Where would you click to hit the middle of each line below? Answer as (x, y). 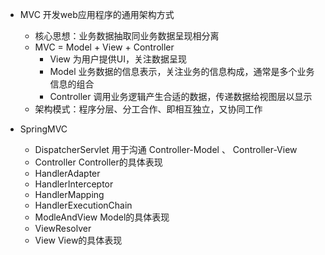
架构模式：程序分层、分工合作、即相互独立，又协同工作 (148, 109)
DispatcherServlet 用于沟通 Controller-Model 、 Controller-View (166, 149)
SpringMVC (43, 129)
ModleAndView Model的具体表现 (102, 217)
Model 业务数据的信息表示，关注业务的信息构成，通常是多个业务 (182, 71)
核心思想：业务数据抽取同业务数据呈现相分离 (127, 36)
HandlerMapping (69, 194)
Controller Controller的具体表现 (98, 162)
